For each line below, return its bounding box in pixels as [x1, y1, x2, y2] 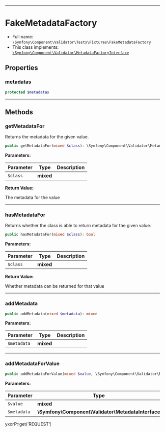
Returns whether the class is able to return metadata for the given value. [5, 223, 151, 229]
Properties [5, 64, 38, 72]
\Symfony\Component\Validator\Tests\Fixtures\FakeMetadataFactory [12, 40, 151, 45]
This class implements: [12, 44, 59, 50]
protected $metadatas [5, 90, 50, 95]
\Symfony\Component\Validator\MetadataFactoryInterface [12, 50, 129, 55]
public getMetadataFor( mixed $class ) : [5, 143, 84, 148]
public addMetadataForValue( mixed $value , [5, 371, 93, 376]
